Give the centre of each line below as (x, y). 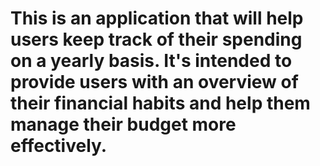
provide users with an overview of (154, 82)
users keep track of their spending (156, 39)
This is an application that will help (157, 18)
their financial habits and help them (160, 103)
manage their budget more (123, 124)
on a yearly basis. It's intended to (151, 61)
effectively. (59, 146)
